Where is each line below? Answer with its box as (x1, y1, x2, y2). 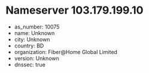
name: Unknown (14, 29, 55, 36)
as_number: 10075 (14, 23, 60, 30)
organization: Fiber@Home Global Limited (14, 48, 118, 55)
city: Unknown (14, 36, 50, 43)
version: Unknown (14, 55, 59, 62)
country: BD (14, 42, 44, 49)
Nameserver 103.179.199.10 (5, 4, 144, 17)
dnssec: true (14, 61, 45, 68)
